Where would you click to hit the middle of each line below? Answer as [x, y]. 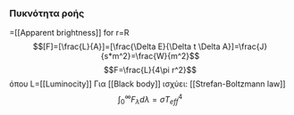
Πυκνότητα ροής [47, 13]
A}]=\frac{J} [245, 46]
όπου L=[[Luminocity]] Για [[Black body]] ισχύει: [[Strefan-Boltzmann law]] [147, 84]
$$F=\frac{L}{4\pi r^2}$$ [150, 70]
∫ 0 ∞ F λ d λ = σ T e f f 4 [150, 100]
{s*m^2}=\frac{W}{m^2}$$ [150, 56]
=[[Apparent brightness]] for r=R [69, 33]
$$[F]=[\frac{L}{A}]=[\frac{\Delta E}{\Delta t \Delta [126, 46]
